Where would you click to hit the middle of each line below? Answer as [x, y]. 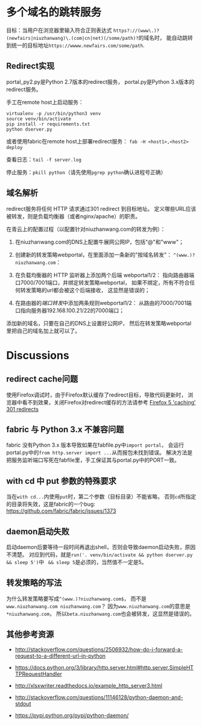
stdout [23, 703]
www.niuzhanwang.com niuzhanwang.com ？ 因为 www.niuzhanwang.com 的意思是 [99, 606]
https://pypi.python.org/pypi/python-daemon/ [72, 715]
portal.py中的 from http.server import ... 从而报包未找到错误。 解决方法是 [99, 453]
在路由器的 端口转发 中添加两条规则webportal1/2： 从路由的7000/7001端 [103, 303]
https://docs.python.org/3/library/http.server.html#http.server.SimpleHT [104, 667]
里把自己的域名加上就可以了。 [43, 331]
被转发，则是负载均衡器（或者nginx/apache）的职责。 [74, 216]
